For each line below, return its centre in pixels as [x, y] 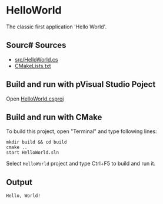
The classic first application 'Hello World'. [56, 27]
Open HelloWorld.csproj [35, 99]
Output [19, 182]
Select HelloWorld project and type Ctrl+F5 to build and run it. [81, 164]
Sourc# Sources [36, 45]
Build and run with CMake [54, 117]
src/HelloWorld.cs [36, 59]
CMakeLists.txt [33, 66]
